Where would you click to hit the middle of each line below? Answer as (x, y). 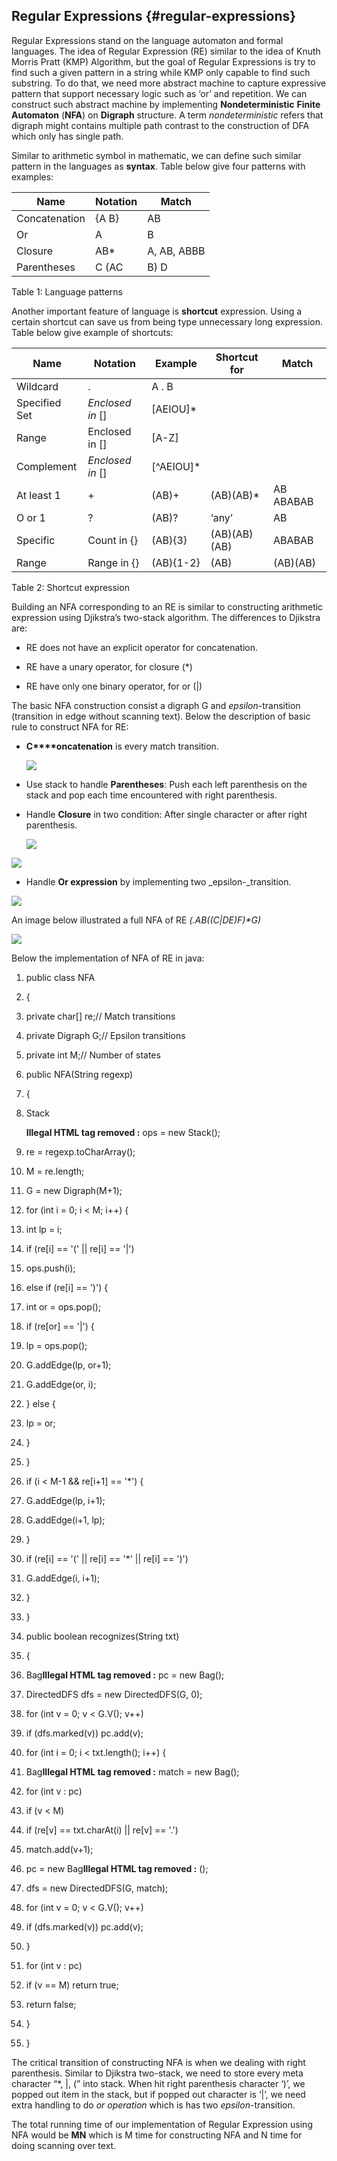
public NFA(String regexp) (79, 1074)
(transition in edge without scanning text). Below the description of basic (161, 716)
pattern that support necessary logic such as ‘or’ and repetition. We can (159, 93)
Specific (36, 540)
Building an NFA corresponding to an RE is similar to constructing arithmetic (167, 606)
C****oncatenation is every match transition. (122, 746)
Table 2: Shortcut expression (70, 587)
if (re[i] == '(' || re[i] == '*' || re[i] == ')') (107, 1558)
